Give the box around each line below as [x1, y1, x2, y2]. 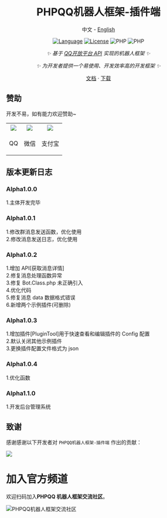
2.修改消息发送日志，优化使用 [6, 235, 78, 242]
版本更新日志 [6, 167, 53, 177]
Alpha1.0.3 [6, 316, 38, 324]
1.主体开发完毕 [6, 199, 41, 206]
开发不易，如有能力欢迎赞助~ [6, 110, 77, 117]
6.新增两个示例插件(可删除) [6, 302, 71, 309]
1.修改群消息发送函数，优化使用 [6, 228, 82, 235]
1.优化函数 [6, 374, 30, 381]
